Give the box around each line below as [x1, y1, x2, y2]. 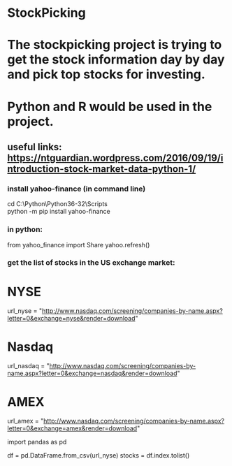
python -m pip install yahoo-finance [7, 207, 110, 216]
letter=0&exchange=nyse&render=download [7, 314, 136, 323]
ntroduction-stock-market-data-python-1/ [7, 163, 196, 175]
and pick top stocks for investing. [7, 66, 206, 82]
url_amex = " [7, 417, 44, 425]
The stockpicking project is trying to [7, 37, 222, 53]
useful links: [7, 141, 62, 153]
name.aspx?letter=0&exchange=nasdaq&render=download [7, 369, 177, 378]
